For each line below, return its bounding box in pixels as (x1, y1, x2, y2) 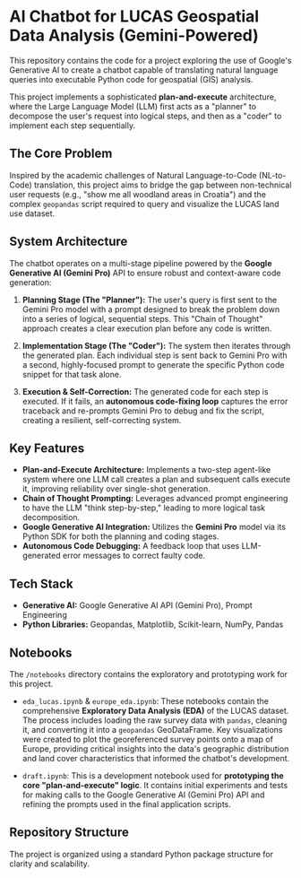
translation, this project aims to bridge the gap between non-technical (34, 179, 292, 190)
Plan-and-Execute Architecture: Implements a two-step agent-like (21, 465, 271, 475)
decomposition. (21, 512, 81, 523)
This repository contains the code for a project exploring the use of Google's (9, 55, 292, 65)
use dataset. (9, 208, 56, 219)
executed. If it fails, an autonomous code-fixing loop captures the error (21, 396, 288, 406)
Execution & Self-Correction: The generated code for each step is (21, 386, 269, 396)
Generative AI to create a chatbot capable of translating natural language (9, 65, 279, 75)
